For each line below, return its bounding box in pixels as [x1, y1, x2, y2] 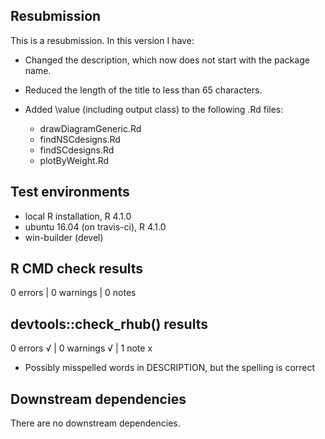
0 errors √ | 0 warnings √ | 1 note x [10, 342, 153, 354]
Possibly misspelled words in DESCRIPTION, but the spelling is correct [24, 362, 316, 374]
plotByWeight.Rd [39, 154, 110, 166]
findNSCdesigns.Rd [39, 133, 121, 145]
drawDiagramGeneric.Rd [39, 122, 142, 134]
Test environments [10, 184, 130, 201]
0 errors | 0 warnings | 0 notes [10, 287, 137, 299]
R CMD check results [10, 260, 144, 278]
